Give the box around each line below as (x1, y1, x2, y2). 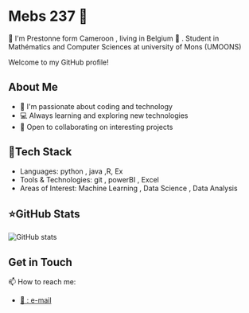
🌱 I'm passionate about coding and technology (19, 101, 173, 111)
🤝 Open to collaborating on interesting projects (19, 122, 173, 131)
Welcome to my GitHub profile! (8, 57, 109, 67)
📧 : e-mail (19, 295, 52, 305)
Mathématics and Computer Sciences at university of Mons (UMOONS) (8, 41, 242, 51)
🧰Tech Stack (8, 145, 72, 158)
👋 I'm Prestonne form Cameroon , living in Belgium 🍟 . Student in (8, 33, 220, 43)
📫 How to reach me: (8, 277, 76, 287)
